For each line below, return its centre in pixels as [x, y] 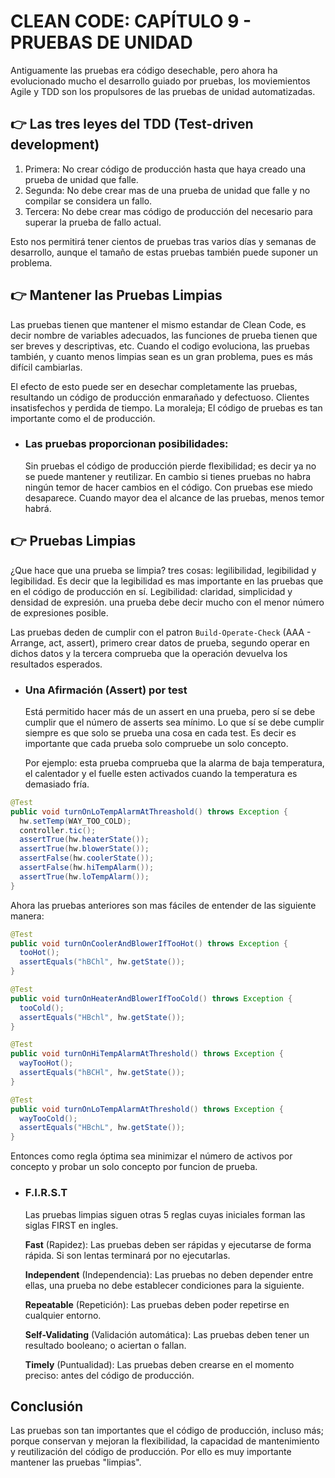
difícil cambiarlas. [46, 367]
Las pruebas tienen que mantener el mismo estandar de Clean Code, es [158, 324]
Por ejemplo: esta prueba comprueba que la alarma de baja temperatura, [174, 762]
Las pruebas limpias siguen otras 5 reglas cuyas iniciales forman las [165, 1214]
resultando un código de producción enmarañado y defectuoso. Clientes [160, 397]
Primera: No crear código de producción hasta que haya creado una [165, 169]
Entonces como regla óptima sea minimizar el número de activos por [151, 1156]
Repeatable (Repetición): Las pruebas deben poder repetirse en [157, 1304]
